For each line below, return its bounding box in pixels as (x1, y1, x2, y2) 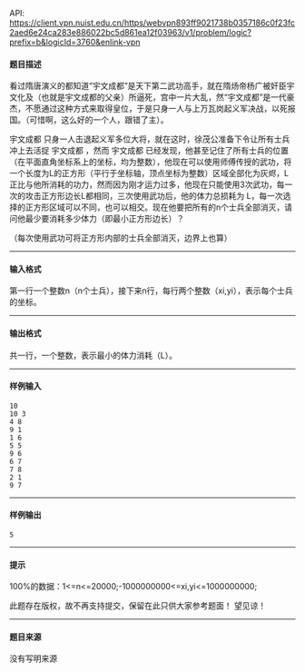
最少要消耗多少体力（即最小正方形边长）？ (25, 213, 184, 224)
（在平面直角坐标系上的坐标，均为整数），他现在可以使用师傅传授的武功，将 (9, 156, 292, 167)
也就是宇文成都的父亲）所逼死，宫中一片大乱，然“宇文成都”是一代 (40, 92, 288, 103)
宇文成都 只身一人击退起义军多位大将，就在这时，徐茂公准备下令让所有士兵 (9, 133, 290, 144)
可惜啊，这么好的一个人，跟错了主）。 (28, 114, 169, 125)
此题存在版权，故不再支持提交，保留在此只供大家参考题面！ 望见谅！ (9, 600, 266, 611)
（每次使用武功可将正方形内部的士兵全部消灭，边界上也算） (9, 232, 232, 243)
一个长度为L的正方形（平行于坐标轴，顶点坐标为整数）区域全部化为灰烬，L (9, 168, 289, 179)
